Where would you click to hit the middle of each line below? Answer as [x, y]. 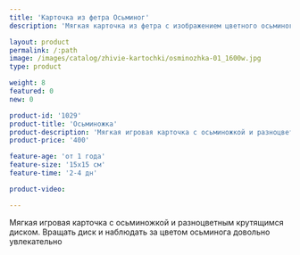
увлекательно [36, 241]
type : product [36, 67]
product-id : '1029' [46, 115]
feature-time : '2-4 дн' [54, 173]
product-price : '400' [50, 140]
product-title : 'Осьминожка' [63, 124]
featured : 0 [31, 91]
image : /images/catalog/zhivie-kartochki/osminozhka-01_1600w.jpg [135, 59]
